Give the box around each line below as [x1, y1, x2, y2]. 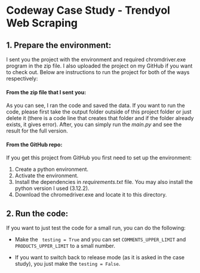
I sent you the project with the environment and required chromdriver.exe [6, 56, 186, 63]
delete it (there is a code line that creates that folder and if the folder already [6, 115, 194, 122]
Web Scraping [6, 16, 78, 30]
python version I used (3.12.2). [14, 185, 90, 192]
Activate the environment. [14, 172, 79, 179]
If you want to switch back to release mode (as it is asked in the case [14, 254, 185, 261]
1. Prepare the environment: [6, 40, 112, 50]
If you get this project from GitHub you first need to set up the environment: [6, 154, 192, 161]
